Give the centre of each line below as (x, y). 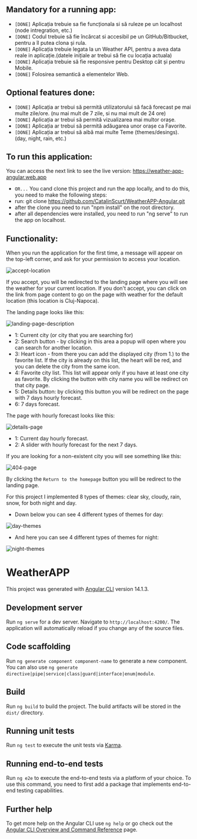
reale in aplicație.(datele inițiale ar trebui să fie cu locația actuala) (93, 55)
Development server (44, 608)
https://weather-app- (158, 171)
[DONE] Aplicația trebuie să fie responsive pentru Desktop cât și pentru (100, 61)
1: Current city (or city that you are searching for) (74, 335)
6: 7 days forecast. (37, 404)
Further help (29, 809)
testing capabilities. (40, 791)
